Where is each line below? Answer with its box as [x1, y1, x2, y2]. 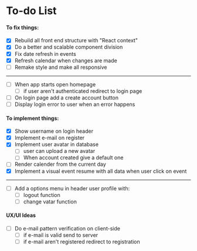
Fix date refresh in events [14, 50, 76, 57]
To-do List [6, 4, 57, 18]
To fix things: [6, 24, 39, 31]
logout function [23, 191, 60, 198]
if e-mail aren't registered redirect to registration [23, 238, 141, 245]
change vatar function [23, 198, 77, 205]
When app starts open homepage [14, 81, 96, 88]
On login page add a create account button [14, 94, 119, 101]
